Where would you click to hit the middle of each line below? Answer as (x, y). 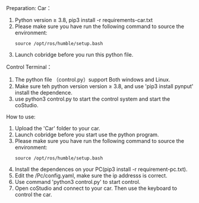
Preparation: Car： (29, 8)
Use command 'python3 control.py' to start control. (78, 182)
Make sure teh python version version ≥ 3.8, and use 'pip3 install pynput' (104, 86)
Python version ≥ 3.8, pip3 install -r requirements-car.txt (84, 20)
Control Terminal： (29, 67)
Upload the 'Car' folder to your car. (57, 128)
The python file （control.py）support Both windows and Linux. (92, 79)
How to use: (21, 117)
